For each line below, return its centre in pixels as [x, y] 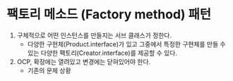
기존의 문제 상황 [49, 70]
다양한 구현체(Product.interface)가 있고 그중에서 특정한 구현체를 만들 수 [127, 44]
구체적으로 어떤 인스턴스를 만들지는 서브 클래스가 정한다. [94, 35]
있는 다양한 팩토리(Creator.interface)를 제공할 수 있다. [102, 53]
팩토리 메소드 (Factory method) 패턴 [109, 14]
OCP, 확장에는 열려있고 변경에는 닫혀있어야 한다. [84, 61]
